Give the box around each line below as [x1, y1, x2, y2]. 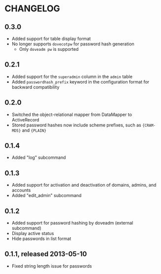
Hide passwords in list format [11, 235, 71, 242]
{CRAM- [142, 123, 156, 128]
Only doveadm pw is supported [19, 46, 79, 52]
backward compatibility [11, 84, 60, 90]
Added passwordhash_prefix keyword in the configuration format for [11, 78, 150, 84]
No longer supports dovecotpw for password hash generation [11, 41, 135, 47]
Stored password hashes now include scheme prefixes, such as [11, 122, 141, 128]
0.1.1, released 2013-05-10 [4, 250, 87, 258]
